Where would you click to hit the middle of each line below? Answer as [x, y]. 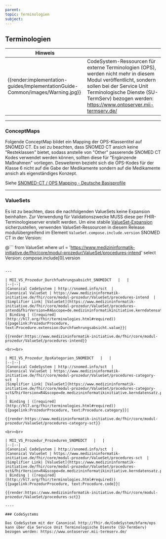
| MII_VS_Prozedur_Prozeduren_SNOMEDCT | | [55, 440]
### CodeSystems [22, 514]
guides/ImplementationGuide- [43, 86]
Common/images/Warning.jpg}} [44, 92]
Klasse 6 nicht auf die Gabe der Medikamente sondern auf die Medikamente [83, 168]
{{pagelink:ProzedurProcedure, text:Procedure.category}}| [67, 410]
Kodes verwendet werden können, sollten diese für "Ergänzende [71, 158]
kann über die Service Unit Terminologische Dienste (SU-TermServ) [76, 527]
